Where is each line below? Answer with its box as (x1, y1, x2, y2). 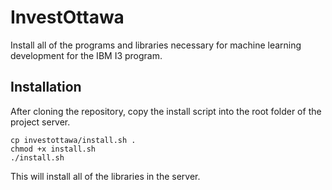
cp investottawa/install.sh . (10, 135, 137, 145)
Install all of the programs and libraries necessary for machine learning (10, 39, 302, 51)
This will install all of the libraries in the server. (10, 170, 201, 182)
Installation (10, 79, 82, 96)
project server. (10, 116, 71, 128)
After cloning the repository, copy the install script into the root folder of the (10, 105, 322, 117)
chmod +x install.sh (10, 144, 97, 154)
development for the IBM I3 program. (10, 49, 163, 61)
